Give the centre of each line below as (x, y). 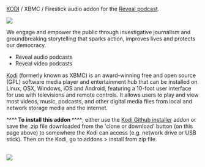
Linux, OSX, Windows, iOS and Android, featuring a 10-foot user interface (99, 88)
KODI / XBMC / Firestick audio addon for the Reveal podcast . (83, 9)
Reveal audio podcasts (44, 57)
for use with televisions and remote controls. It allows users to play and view (102, 95)
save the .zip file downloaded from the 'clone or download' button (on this (100, 126)
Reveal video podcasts (44, 63)
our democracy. (26, 45)
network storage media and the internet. (57, 108)
